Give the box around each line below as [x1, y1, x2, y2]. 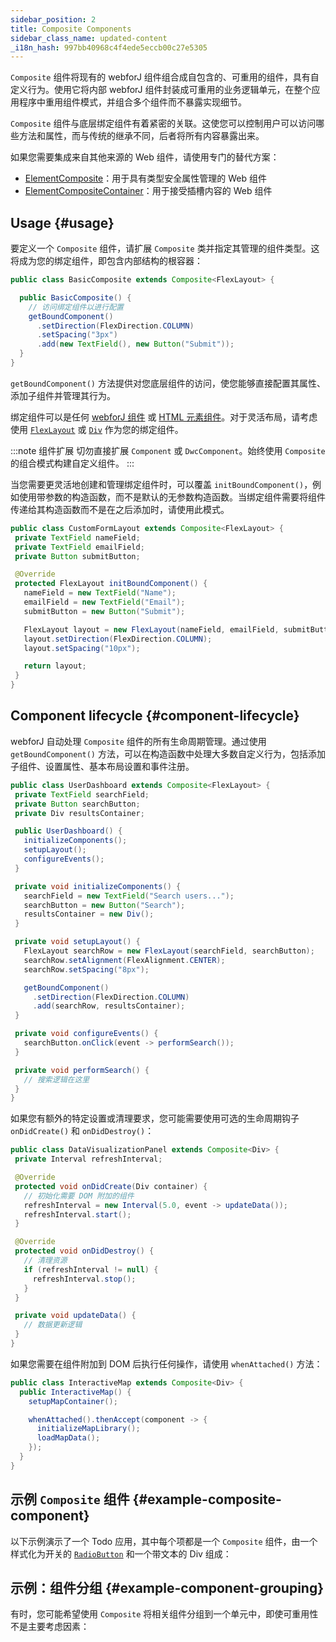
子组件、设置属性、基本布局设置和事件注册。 [10, 760, 195, 772]
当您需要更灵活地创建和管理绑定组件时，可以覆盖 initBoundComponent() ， [10, 478, 313, 490]
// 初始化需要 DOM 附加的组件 [23, 1191, 135, 1201]
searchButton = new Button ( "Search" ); [23, 900, 186, 910]
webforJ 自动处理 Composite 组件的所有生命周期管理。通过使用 [10, 735, 267, 747]
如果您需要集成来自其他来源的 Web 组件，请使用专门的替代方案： [10, 151, 280, 163]
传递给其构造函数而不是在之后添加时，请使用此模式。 [10, 503, 230, 515]
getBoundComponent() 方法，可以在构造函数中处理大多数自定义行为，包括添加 [10, 747, 326, 760]
